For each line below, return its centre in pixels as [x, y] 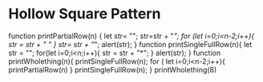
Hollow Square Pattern [85, 14]
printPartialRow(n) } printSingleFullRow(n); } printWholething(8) [113, 69]
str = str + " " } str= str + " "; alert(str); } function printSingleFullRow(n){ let [130, 44]
